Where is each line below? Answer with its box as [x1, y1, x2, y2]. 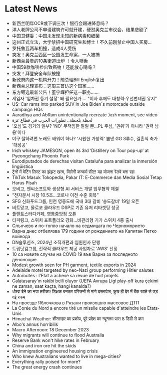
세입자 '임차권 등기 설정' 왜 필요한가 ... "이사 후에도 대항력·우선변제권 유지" [11, 95, 157, 101]
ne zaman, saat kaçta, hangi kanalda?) [11, 283, 91, 289]
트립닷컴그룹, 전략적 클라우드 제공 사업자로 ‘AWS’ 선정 [11, 245, 118, 251]
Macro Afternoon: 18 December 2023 [11, 326, 89, 332]
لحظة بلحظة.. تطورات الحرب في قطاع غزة [11, 117, 93, 123]
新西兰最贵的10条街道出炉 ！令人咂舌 [11, 58, 88, 64]
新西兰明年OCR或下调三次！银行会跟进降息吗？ [11, 20, 109, 26]
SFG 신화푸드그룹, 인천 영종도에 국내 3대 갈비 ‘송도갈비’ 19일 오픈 [11, 198, 139, 204]
